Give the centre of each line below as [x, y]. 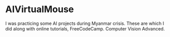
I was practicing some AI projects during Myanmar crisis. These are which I [85, 23]
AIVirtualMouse [40, 9]
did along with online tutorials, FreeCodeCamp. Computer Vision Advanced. [85, 28]
